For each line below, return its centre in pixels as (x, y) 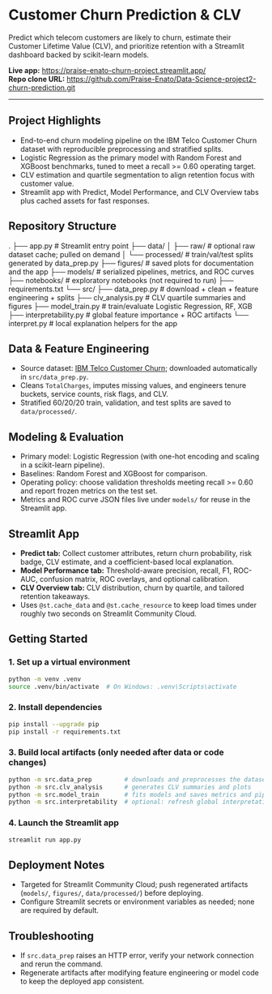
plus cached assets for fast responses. (85, 200)
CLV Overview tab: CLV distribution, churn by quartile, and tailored (132, 587)
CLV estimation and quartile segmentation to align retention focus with (137, 174)
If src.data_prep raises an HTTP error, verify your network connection (137, 956)
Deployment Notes (57, 865)
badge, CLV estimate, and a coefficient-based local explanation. (127, 562)
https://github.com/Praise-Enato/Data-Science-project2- (161, 79)
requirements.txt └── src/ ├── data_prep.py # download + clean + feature (134, 289)
